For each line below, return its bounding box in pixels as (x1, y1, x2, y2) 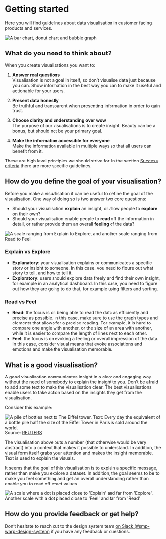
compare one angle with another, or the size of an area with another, (12, 325, 152, 331)
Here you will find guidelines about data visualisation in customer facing (5, 20, 152, 26)
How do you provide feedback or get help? (5, 510, 139, 518)
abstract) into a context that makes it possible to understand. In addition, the (5, 444, 161, 450)
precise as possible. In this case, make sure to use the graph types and (12, 315, 158, 321)
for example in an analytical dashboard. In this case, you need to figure (12, 280, 158, 286)
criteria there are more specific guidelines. (5, 162, 92, 169)
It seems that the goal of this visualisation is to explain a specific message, (5, 465, 158, 471)
